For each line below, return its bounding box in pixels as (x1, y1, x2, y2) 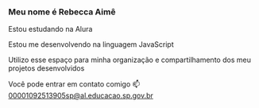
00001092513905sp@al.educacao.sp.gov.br (8, 91, 153, 101)
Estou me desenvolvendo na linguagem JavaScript (8, 40, 174, 49)
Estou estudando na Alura (8, 25, 93, 34)
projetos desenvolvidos (8, 64, 85, 73)
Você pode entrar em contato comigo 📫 (8, 79, 141, 89)
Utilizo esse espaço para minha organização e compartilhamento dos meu (8, 55, 252, 65)
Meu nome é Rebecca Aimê (8, 6, 116, 17)
